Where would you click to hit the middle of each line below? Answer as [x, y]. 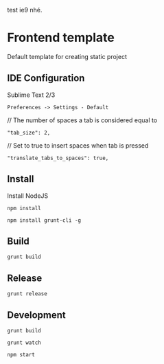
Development [37, 315]
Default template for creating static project [67, 56]
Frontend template [61, 38]
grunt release [27, 294]
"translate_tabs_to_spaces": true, [58, 158]
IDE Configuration [46, 78]
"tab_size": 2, [29, 133]
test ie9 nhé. [25, 10]
